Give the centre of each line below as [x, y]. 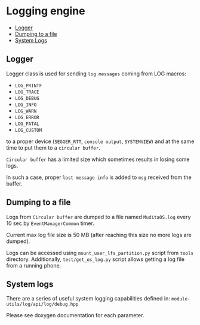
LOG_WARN [26, 111]
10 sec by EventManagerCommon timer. [50, 223]
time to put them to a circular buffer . [53, 147]
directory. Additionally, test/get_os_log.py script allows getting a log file [96, 259]
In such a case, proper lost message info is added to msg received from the [99, 177]
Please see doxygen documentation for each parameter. [75, 315]
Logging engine [46, 11]
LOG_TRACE [27, 92]
